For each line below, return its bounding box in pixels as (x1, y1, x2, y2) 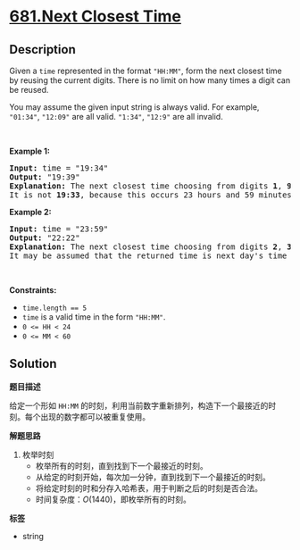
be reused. (9, 85, 49, 95)
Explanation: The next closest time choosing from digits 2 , (9, 242, 283, 252)
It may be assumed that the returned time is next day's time (9, 251, 287, 261)
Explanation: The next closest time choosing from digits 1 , (9, 181, 283, 191)
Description (9, 42, 76, 57)
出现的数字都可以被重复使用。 (39, 411, 150, 421)
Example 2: (9, 207, 52, 217)
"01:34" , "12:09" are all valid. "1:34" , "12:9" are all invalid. (9, 112, 223, 121)
